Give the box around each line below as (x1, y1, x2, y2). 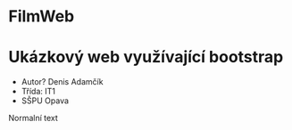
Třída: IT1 (21, 86, 55, 97)
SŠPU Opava (21, 95, 69, 106)
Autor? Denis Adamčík (21, 77, 104, 87)
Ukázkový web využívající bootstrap (8, 47, 284, 68)
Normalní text (8, 113, 59, 124)
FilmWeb (8, 6, 75, 27)
